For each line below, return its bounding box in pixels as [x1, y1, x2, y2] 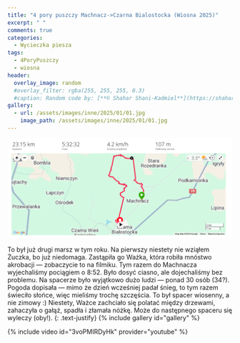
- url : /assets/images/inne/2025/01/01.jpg [14, 109, 145, 117]
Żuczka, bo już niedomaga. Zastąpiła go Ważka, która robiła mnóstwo [7, 253, 212, 262]
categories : [7, 34, 43, 41]
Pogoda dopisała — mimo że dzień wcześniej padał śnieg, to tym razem [7, 283, 219, 292]
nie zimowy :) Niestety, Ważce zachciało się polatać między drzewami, [7, 299, 216, 307]
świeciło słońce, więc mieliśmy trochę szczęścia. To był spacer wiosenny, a [7, 291, 230, 299]
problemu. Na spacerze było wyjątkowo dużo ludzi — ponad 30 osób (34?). [7, 276, 230, 284]
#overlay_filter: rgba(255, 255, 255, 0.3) [14, 86, 145, 94]
